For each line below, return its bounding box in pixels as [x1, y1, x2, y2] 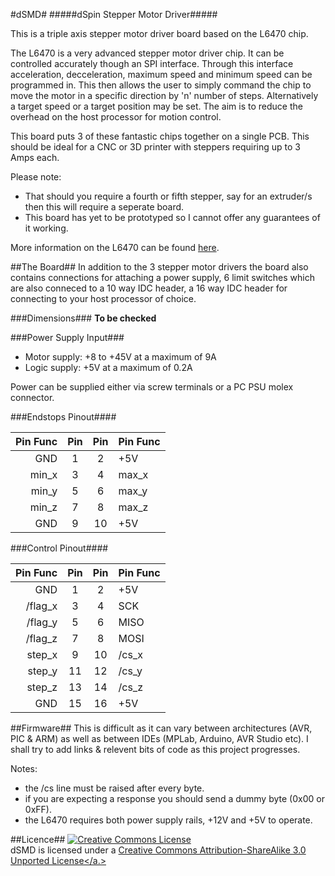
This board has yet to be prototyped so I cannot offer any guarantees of [24, 212, 321, 223]
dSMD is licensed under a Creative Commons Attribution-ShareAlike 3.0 [10, 844, 307, 856]
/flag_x [25, 599, 58, 613]
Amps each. [10, 152, 60, 163]
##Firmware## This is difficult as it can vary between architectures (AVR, [10, 722, 313, 734]
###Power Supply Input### [10, 332, 125, 343]
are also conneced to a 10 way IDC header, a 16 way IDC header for [10, 282, 288, 294]
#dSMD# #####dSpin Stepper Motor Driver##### [10, 9, 218, 20]
